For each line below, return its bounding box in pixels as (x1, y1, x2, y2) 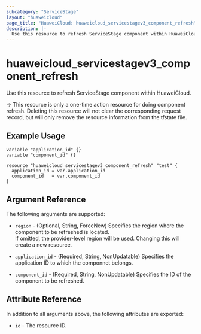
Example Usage (6, 131, 66, 141)
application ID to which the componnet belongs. (14, 259, 133, 266)
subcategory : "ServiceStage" (6, 8, 79, 15)
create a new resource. (14, 241, 72, 248)
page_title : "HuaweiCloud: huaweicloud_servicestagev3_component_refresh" (6, 20, 197, 26)
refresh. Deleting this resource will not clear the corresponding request (6, 107, 181, 114)
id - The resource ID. (14, 321, 67, 329)
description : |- (6, 25, 47, 32)
